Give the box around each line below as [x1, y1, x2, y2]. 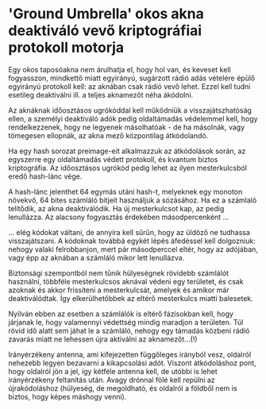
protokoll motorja [8, 39, 125, 56]
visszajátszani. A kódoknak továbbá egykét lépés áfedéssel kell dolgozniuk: [8, 236, 256, 245]
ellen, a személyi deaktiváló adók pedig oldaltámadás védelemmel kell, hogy [8, 114, 258, 123]
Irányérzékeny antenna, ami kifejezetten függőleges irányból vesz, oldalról [8, 349, 252, 359]
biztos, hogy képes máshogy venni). [8, 392, 127, 401]
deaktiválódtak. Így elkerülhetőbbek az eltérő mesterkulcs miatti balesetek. [8, 293, 254, 303]
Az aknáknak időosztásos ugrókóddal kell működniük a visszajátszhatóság [8, 105, 253, 115]
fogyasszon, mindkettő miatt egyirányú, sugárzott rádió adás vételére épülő [8, 73, 256, 83]
